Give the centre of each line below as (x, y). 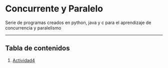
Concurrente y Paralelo (54, 9)
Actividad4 (23, 60)
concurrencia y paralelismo (33, 27)
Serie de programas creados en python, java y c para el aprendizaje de (78, 22)
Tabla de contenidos (37, 48)
